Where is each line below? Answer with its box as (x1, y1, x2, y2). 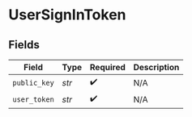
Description (133, 62, 180, 73)
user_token (12, 94, 54, 104)
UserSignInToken (8, 6, 127, 24)
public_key (12, 78, 54, 87)
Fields (8, 38, 41, 52)
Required (89, 62, 126, 73)
